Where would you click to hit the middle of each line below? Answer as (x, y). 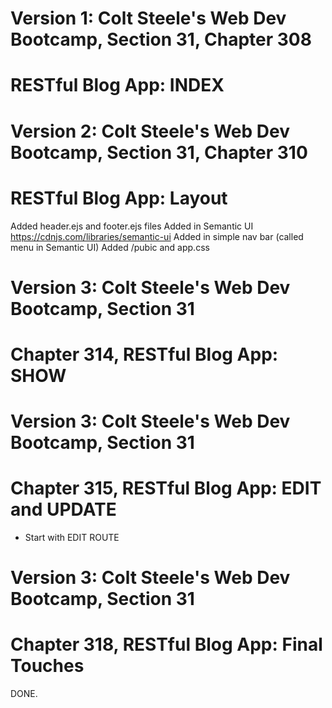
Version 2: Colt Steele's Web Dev (150, 131)
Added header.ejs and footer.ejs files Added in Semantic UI (132, 226)
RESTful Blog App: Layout (119, 198)
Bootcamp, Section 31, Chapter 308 (161, 39)
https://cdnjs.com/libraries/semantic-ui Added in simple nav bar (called (157, 236)
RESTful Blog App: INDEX (117, 85)
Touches (47, 666)
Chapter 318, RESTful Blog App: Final (166, 644)
